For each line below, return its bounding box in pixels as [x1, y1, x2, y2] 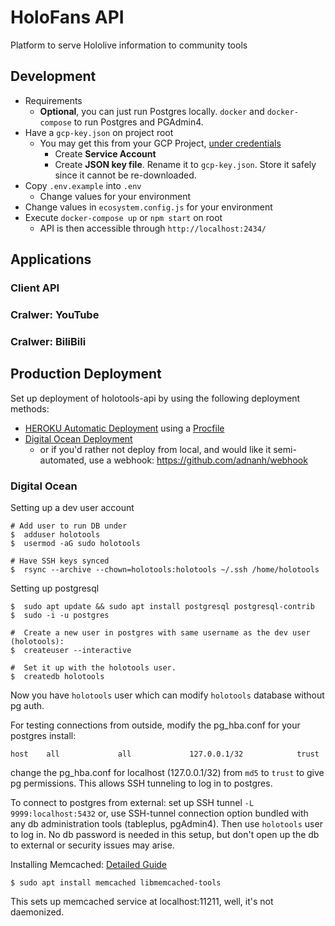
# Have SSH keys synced [10, 556, 110, 566]
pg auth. [10, 700, 45, 712]
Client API [10, 281, 60, 295]
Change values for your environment [39, 190, 192, 202]
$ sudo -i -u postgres [10, 611, 110, 621]
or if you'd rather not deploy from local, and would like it [39, 443, 272, 455]
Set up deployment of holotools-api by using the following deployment [10, 392, 301, 404]
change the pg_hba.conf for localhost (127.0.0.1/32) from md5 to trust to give [10, 767, 325, 779]
